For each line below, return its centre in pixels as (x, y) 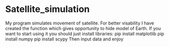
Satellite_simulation (48, 9)
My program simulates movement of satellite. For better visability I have (80, 23)
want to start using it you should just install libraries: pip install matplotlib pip (85, 33)
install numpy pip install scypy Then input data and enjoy (65, 39)
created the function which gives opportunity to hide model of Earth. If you (83, 28)
